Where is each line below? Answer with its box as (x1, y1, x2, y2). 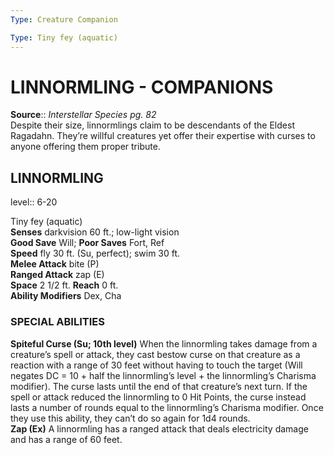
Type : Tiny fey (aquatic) (10, 32, 118, 43)
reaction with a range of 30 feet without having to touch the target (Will (10, 359, 303, 371)
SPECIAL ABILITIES (10, 315, 105, 329)
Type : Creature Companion (10, 14, 118, 25)
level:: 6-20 (10, 196, 58, 208)
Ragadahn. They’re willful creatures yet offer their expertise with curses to (10, 130, 316, 142)
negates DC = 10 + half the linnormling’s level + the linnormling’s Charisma (10, 369, 317, 381)
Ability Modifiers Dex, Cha (10, 290, 122, 302)
